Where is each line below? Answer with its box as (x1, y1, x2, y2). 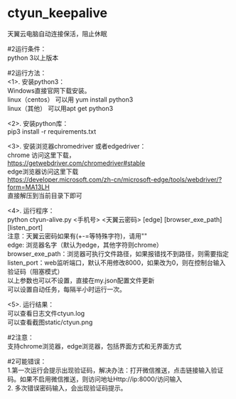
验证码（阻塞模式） (7, 267, 64, 275)
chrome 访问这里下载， (7, 151, 76, 159)
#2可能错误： (7, 357, 47, 366)
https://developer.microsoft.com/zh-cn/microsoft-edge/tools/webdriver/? (7, 175, 222, 183)
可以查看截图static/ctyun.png (7, 318, 93, 326)
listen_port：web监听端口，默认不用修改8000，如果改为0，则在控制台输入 (7, 258, 226, 267)
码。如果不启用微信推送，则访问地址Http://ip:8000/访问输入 (7, 375, 183, 383)
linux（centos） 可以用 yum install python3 (7, 95, 134, 104)
